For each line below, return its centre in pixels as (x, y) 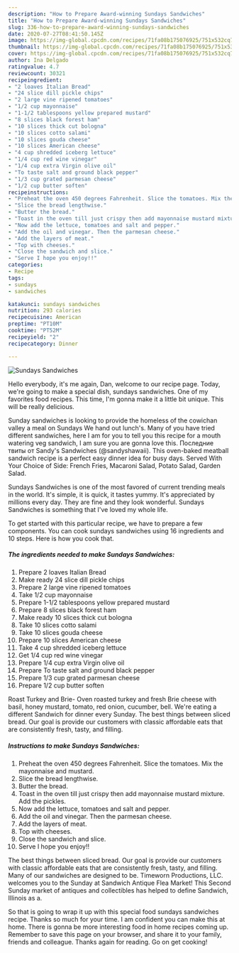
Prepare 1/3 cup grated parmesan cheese (79, 678)
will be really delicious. (41, 406)
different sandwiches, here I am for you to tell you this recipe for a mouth (115, 435)
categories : (26, 265)
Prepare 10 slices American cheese (70, 641)
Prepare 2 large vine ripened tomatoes (74, 587)
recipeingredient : (35, 80)
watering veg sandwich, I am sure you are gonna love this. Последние (111, 443)
